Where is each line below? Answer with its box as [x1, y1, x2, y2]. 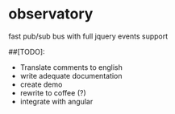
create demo [19, 79, 63, 89]
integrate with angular [19, 96, 94, 106]
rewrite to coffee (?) [19, 88, 86, 97]
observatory [8, 5, 94, 23]
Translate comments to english [19, 62, 123, 72]
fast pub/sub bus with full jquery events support [8, 31, 169, 41]
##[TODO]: [8, 47, 46, 56]
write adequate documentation [19, 71, 123, 80]
